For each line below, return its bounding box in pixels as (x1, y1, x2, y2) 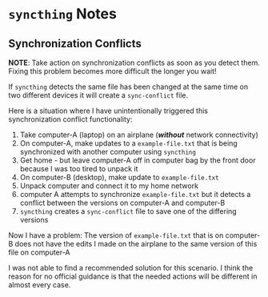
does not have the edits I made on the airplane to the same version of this (14, 239, 258, 248)
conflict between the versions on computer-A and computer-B (19, 198, 226, 207)
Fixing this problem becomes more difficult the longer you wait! (8, 66, 218, 76)
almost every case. (8, 280, 71, 289)
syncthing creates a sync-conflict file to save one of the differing (19, 207, 238, 216)
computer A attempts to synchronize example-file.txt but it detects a (19, 190, 251, 199)
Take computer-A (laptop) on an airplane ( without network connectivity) (19, 130, 258, 139)
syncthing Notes (8, 5, 118, 23)
